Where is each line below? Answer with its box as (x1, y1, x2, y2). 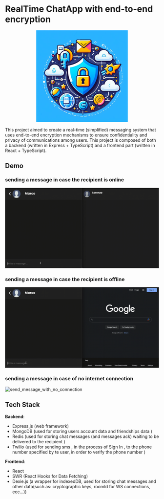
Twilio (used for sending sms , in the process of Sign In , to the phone (12, 444, 152, 450)
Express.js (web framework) (12, 423, 69, 429)
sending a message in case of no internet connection (5, 375, 133, 382)
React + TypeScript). (5, 148, 47, 153)
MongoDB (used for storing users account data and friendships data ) (12, 428, 153, 434)
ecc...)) (12, 489, 27, 495)
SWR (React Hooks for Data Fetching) (12, 473, 88, 479)
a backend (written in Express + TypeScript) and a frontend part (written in (5, 142, 155, 148)
